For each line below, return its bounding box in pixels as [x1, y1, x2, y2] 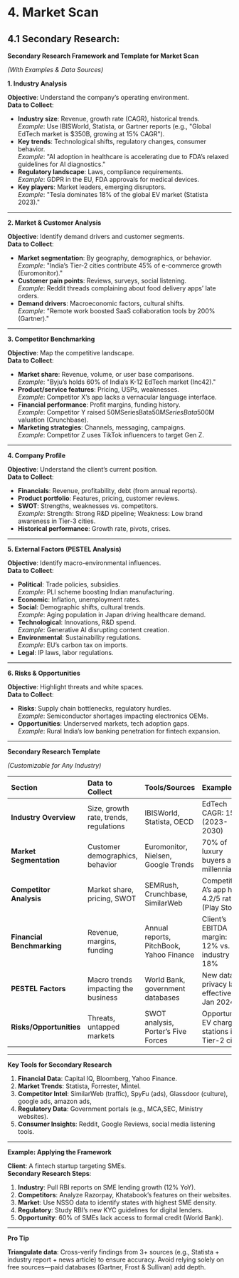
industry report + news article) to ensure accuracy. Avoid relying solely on [7, 1255, 224, 1264]
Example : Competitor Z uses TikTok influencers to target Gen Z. [17, 431, 205, 439]
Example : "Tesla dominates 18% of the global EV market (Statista [17, 191, 208, 198]
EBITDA [201, 923, 228, 933]
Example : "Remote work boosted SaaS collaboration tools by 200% [17, 307, 216, 315]
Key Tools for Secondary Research [7, 1060, 112, 1069]
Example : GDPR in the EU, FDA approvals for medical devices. [17, 176, 200, 183]
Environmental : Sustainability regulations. [17, 633, 142, 641]
